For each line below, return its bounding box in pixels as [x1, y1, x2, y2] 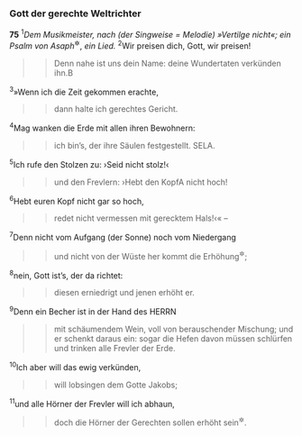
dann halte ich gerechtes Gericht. [53, 104, 178, 114]
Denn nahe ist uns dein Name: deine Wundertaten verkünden [53, 58, 282, 68]
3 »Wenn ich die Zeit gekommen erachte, [9, 85, 160, 97]
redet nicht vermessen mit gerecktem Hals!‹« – [53, 213, 228, 223]
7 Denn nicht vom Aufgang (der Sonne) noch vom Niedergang [9, 231, 237, 242]
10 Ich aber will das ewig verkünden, [9, 359, 142, 372]
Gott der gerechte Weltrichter [9, 7, 142, 20]
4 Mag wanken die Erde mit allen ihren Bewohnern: [9, 121, 196, 133]
